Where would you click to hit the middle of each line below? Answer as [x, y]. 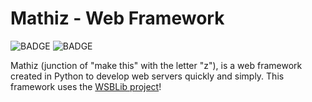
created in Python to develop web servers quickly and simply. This [147, 76]
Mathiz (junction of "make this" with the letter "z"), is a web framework [156, 65]
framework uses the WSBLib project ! [86, 86]
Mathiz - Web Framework [117, 18]
